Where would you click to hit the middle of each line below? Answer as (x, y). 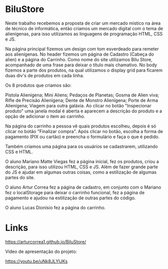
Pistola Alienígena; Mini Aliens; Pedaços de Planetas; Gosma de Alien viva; (82, 95)
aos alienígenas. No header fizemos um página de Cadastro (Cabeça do (80, 54)
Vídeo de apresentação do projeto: (41, 251)
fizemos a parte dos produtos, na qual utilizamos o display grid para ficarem (84, 70)
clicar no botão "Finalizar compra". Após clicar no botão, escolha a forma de (84, 131)
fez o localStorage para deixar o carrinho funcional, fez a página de (75, 192)
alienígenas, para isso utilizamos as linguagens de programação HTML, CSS (84, 34)
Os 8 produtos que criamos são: (38, 85)
